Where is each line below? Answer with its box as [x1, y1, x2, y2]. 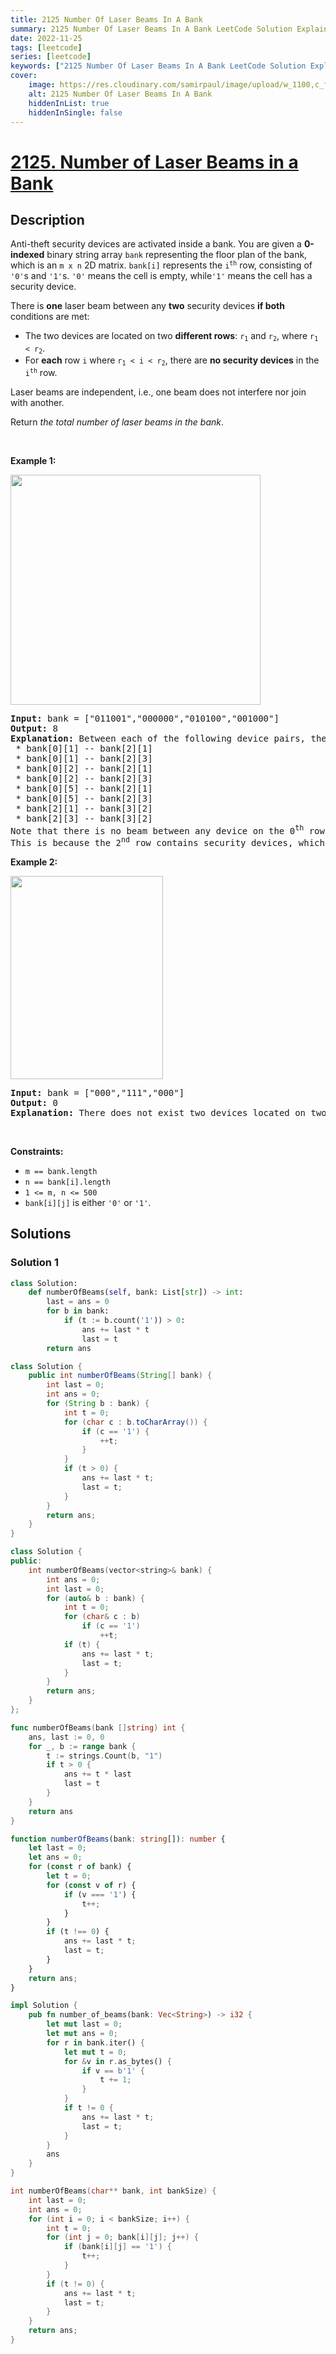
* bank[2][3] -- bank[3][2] [15, 812, 153, 824]
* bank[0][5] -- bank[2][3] [15, 792, 153, 804]
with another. [10, 396, 65, 408]
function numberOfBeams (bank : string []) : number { [10, 1834, 226, 1844]
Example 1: [10, 454, 57, 466]
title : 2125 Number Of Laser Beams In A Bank [10, 14, 203, 25]
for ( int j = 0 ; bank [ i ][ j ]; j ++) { [46, 2232, 199, 2243]
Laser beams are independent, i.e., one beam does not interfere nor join [10, 386, 307, 398]
